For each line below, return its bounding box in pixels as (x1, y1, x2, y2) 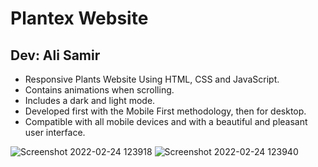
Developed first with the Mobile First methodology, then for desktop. (24, 105, 307, 117)
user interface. (24, 127, 86, 138)
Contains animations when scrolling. (24, 84, 175, 96)
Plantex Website (10, 7, 149, 30)
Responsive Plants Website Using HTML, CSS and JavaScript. (24, 73, 280, 85)
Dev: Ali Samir (10, 47, 101, 64)
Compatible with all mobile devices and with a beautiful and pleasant (24, 116, 308, 127)
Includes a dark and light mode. (24, 95, 156, 106)
